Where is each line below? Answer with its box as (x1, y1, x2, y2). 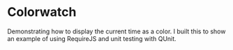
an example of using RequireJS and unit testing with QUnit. (7, 34, 176, 42)
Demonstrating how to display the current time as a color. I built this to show (7, 27, 226, 35)
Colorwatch (7, 4, 77, 20)
